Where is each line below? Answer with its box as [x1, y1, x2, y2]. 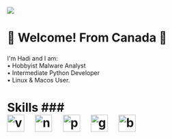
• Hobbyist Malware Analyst [7, 61, 87, 70]
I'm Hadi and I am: [7, 55, 58, 63]
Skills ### [7, 100, 65, 115]
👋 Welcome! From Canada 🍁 [7, 30, 167, 46]
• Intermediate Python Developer [7, 69, 100, 77]
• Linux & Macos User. [7, 76, 70, 84]
